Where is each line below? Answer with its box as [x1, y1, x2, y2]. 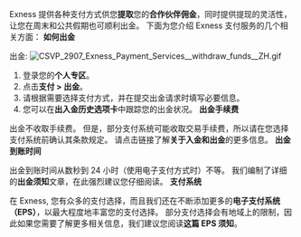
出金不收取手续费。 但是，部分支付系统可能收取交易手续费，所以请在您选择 [9, 123, 289, 134]
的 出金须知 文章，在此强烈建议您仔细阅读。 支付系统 [9, 176, 202, 186]
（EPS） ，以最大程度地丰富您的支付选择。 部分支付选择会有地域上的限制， [9, 207, 285, 217]
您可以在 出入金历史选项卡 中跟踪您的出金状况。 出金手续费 [22, 104, 240, 114]
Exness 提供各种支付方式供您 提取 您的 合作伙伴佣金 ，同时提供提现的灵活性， [9, 9, 292, 19]
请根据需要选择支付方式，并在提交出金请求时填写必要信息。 [22, 92, 245, 103]
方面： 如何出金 [16, 32, 75, 42]
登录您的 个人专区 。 [22, 70, 95, 81]
